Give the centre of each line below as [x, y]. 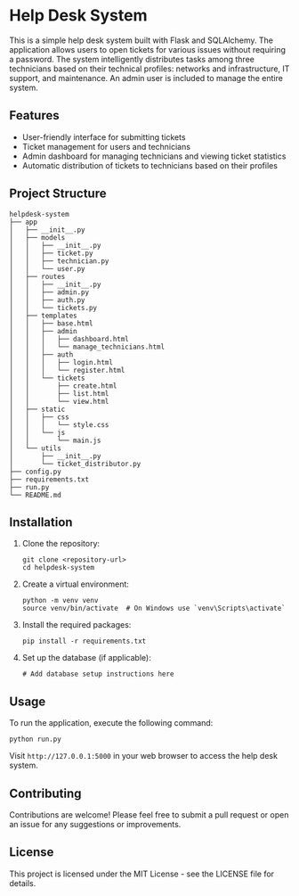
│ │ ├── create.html [63, 386]
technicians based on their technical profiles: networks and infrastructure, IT [149, 69]
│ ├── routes [37, 276]
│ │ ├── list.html [59, 393]
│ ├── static [37, 409]
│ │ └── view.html [59, 401]
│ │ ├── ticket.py [51, 253]
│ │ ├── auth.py [48, 300]
